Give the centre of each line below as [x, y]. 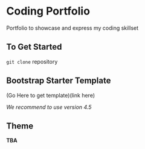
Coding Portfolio [48, 11]
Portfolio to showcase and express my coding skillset [72, 28]
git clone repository [32, 61]
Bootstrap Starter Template [59, 81]
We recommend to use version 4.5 [49, 107]
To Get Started [34, 47]
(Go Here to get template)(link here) [51, 95]
